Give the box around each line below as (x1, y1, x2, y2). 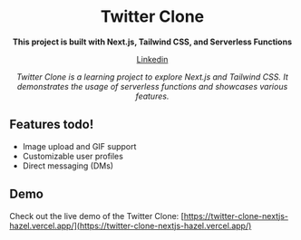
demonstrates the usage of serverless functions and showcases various (16, 81, 288, 91)
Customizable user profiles (22, 150, 124, 161)
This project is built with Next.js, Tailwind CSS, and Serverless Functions (12, 36, 293, 47)
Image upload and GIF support (22, 140, 137, 151)
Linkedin (136, 53, 169, 64)
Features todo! (9, 117, 94, 132)
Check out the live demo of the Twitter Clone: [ (9, 210, 184, 221)
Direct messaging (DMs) (22, 160, 114, 171)
